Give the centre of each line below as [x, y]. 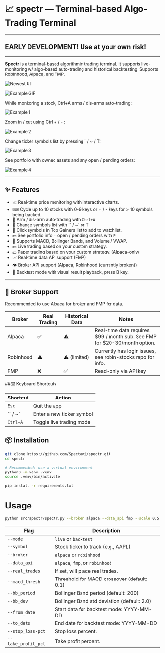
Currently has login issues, [125, 351]
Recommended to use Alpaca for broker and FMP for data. [64, 304]
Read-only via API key [120, 371]
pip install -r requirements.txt [39, 486]
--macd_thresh [24, 582]
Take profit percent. [78, 641]
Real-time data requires [122, 330]
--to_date [19, 623]
